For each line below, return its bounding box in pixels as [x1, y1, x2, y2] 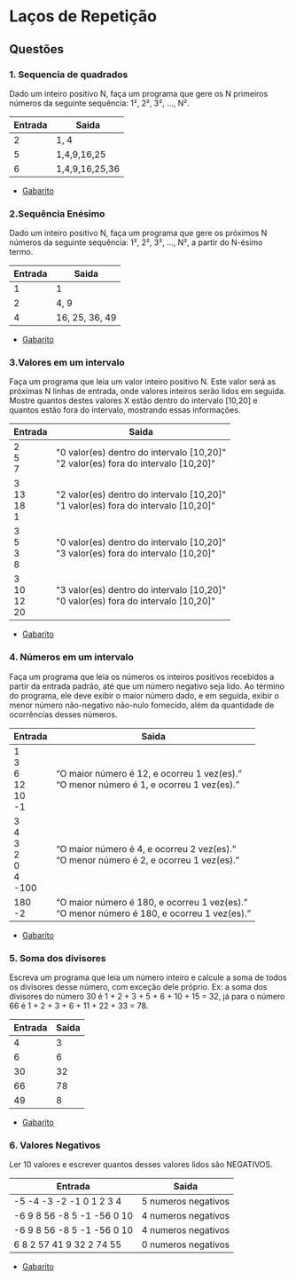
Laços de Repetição [9, 6, 158, 27]
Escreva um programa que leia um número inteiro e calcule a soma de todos [9, 972, 287, 983]
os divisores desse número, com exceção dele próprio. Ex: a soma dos [9, 982, 268, 992]
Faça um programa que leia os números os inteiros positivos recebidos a [9, 671, 275, 682]
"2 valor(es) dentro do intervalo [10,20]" [56, 488, 227, 501]
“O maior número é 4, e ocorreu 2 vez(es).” [56, 842, 237, 855]
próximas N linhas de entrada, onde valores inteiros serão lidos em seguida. [9, 386, 286, 397]
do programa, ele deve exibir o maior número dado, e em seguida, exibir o [9, 690, 279, 700]
